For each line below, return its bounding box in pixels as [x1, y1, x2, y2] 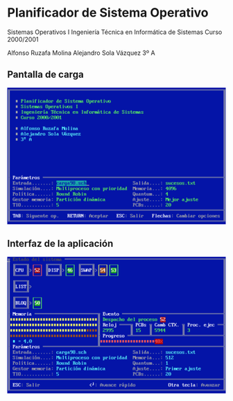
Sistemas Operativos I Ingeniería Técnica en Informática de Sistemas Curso [7, 28, 223, 36]
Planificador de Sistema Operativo [7, 5, 209, 21]
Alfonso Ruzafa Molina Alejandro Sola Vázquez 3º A [7, 49, 155, 57]
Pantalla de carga [7, 69, 85, 80]
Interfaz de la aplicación [7, 238, 114, 250]
